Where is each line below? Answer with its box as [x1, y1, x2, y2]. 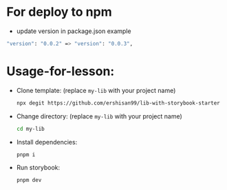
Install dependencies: [16, 138, 78, 146]
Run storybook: [16, 163, 61, 172]
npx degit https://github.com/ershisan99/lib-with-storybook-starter [16, 99, 221, 107]
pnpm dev [16, 177, 42, 184]
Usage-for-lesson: [6, 63, 115, 79]
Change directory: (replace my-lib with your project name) [16, 112, 183, 120]
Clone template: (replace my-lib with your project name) [16, 86, 176, 94]
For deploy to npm [6, 4, 112, 20]
